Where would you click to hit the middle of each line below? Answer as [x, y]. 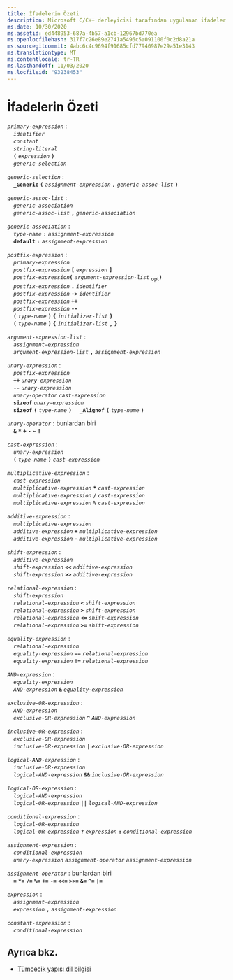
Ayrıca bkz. [32, 952]
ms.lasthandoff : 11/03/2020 [48, 66]
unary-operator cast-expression [60, 396]
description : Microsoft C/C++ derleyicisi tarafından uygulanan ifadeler [117, 20]
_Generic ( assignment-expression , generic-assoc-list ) [96, 185]
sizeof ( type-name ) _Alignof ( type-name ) [79, 411]
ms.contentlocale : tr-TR [43, 59]
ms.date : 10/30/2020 [37, 27]
